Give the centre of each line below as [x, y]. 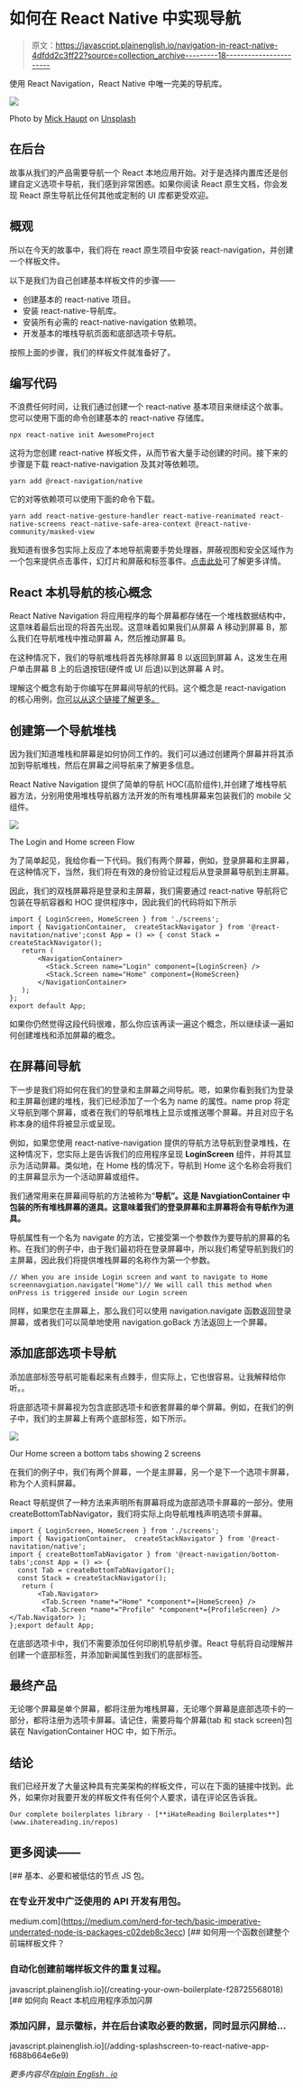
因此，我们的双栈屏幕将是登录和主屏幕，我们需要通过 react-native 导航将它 [149, 891]
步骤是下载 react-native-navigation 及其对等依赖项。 [107, 465]
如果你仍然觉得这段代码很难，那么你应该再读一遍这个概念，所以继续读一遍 [147, 1024]
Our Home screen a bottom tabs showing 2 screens [105, 1453]
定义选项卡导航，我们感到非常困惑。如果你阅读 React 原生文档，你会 [152, 184]
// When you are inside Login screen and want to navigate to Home [139, 1277]
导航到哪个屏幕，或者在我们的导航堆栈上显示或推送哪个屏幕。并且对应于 [151, 1112]
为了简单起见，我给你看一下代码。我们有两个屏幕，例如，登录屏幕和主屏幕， [151, 860]
